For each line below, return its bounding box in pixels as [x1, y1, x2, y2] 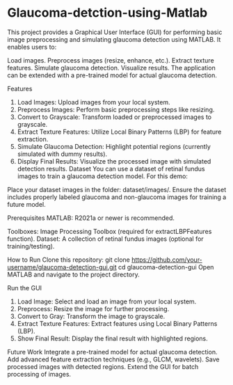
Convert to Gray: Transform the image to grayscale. [17, 312, 166, 320]
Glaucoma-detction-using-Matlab [7, 5, 208, 21]
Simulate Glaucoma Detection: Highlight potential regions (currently [17, 142, 211, 150]
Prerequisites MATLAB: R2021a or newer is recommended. [7, 214, 175, 222]
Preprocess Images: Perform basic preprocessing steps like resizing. [17, 105, 215, 113]
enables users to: [7, 42, 57, 51]
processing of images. [7, 370, 72, 378]
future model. [7, 200, 47, 208]
